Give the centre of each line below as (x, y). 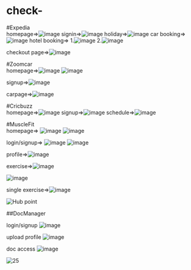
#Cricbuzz (20, 106)
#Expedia (18, 27)
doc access (21, 249)
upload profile (24, 237)
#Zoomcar (19, 64)
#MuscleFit (20, 124)
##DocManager (26, 213)
